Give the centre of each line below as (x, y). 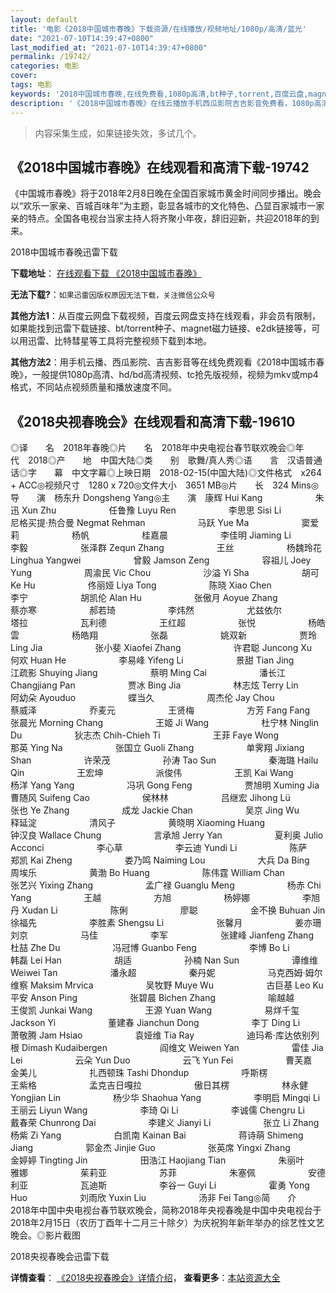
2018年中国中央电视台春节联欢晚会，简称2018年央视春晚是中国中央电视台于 (166, 1210)
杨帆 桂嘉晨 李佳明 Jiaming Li (181, 535)
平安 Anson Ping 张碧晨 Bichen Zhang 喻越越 (152, 998)
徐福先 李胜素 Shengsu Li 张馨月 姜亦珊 (166, 923)
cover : (24, 76)
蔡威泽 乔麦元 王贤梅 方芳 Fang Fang (160, 710)
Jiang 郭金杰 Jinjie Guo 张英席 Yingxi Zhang (150, 1148)
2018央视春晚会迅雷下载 (60, 1257)
